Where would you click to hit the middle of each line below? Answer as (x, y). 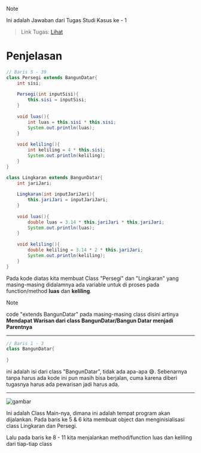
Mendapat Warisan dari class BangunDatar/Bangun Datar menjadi (90, 321)
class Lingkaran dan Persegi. (42, 426)
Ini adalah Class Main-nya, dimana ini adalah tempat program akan (88, 413)
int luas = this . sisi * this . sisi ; (72, 122)
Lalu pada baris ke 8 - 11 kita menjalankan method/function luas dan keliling (99, 437)
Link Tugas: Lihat (42, 32)
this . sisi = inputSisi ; (57, 100)
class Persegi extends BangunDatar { (52, 77)
